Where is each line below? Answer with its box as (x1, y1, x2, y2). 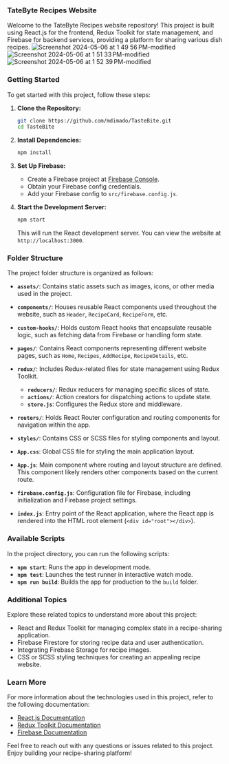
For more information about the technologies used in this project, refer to (7, 693, 214, 701)
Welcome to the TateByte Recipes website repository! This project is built (7, 21, 215, 30)
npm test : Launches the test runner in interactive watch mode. (17, 570, 194, 578)
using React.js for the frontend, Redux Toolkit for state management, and (7, 28, 213, 36)
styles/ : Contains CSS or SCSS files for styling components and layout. (17, 434, 221, 443)
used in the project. (17, 290, 72, 298)
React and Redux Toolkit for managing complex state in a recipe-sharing (17, 624, 222, 632)
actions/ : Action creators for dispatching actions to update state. (27, 393, 212, 401)
